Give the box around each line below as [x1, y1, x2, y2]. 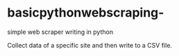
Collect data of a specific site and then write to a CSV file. [7, 41, 172, 49]
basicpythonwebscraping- [7, 5, 164, 21]
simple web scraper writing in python [7, 28, 113, 36]
